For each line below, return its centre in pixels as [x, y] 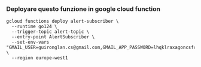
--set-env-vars [31, 42]
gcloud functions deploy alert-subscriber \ [63, 22]
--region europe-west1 [40, 58]
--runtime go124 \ [35, 27]
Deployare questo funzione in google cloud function [83, 9]
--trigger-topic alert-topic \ [51, 32]
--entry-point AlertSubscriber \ [53, 37]
